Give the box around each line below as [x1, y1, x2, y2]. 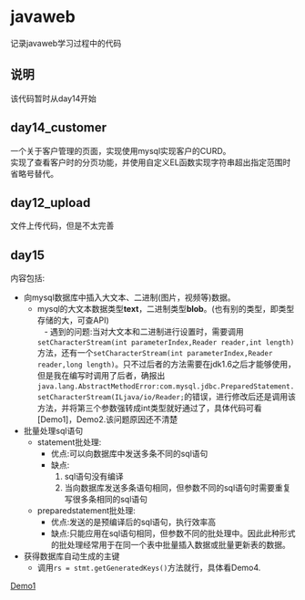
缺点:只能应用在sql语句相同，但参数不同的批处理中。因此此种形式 [50, 528, 296, 539]
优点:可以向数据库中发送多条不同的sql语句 [50, 449, 208, 460]
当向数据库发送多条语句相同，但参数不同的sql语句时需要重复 [64, 482, 291, 493]
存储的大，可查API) [36, 315, 110, 326]
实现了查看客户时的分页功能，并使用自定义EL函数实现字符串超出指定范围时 [10, 157, 291, 168]
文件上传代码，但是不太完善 [10, 221, 115, 232]
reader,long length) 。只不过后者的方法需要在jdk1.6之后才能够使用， [36, 358, 297, 370]
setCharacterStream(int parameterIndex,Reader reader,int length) [36, 338, 295, 347]
